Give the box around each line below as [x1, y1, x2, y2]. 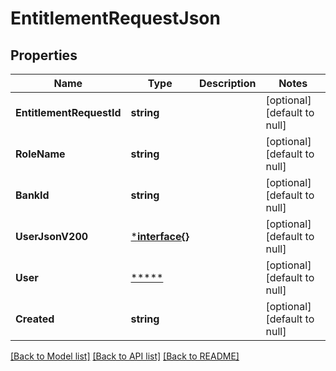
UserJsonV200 [15, 230, 89, 243]
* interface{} [130, 230, 190, 243]
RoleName [15, 147, 66, 161]
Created [15, 312, 55, 326]
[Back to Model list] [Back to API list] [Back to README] [10, 350, 240, 362]
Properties [10, 47, 78, 64]
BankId [15, 188, 50, 202]
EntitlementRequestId [15, 106, 122, 119]
